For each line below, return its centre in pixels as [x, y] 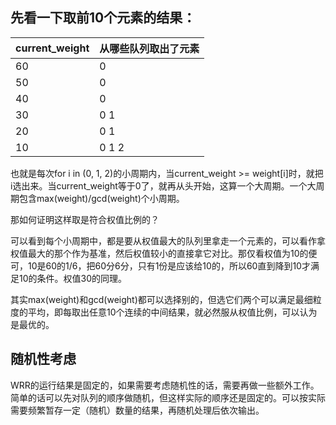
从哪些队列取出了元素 [149, 48]
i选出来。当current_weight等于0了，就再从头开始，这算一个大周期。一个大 [163, 185]
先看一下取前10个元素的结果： [103, 18]
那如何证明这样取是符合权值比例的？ [85, 219]
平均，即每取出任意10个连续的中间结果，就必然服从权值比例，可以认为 [172, 312]
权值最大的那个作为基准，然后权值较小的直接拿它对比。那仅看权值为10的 [159, 253]
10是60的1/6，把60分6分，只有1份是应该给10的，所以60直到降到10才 [169, 265]
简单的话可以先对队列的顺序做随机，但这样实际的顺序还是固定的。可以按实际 [168, 397]
